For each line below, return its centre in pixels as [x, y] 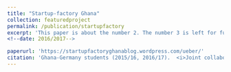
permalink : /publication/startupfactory [66, 26]
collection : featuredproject [49, 20]
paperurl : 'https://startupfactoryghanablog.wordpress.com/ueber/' [106, 51]
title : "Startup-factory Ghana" [53, 13]
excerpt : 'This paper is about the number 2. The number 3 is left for [112, 33]
